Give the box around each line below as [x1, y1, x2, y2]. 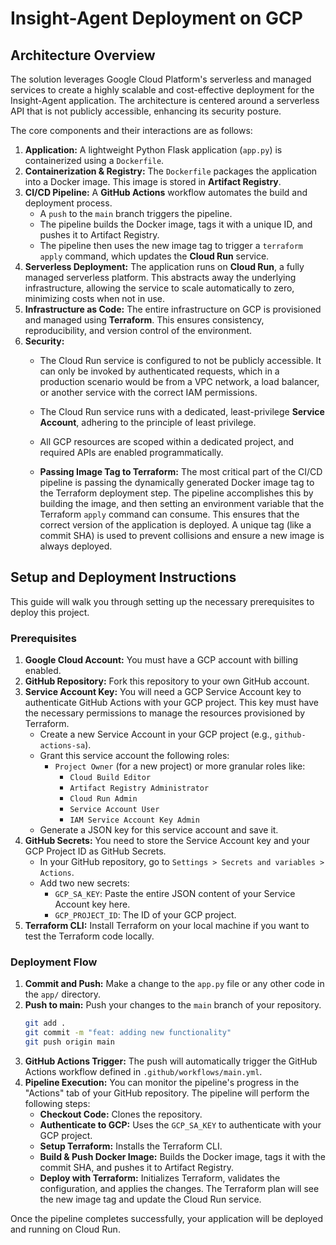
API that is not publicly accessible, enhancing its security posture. [10, 105, 282, 117]
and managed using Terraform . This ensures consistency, [24, 314, 265, 326]
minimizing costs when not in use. [24, 293, 165, 304]
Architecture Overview [10, 47, 156, 64]
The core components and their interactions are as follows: [10, 125, 253, 136]
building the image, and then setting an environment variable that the [39, 498, 325, 509]
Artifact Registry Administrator [69, 783, 210, 794]
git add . [24, 1018, 67, 1029]
